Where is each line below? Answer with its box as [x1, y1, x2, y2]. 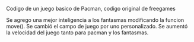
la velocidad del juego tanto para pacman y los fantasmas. [6, 29, 149, 36]
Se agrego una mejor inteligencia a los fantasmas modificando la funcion [6, 17, 185, 23]
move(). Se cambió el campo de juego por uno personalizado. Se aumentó [6, 23, 188, 30]
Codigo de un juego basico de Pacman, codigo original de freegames [6, 5, 176, 12]
